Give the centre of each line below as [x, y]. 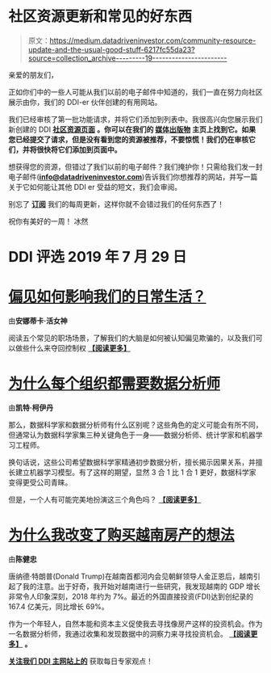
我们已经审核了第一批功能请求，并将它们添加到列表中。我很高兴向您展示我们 [135, 119]
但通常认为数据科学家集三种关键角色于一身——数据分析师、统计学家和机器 [132, 435]
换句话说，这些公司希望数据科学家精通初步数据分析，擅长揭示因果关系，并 [132, 462]
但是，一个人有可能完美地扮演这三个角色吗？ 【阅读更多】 [105, 499]
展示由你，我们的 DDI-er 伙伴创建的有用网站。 [85, 102]
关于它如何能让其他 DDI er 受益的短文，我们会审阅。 [95, 187]
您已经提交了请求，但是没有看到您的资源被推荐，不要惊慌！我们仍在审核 [128, 139]
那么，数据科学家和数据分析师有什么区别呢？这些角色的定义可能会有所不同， [135, 425]
